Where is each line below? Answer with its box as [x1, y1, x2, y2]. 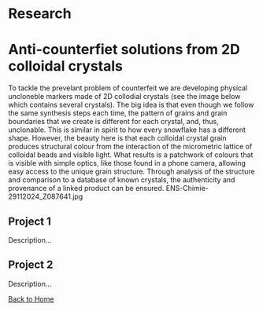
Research [8, 5, 72, 23]
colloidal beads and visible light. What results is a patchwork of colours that [8, 150, 254, 159]
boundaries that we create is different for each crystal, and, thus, [8, 117, 219, 126]
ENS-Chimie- [165, 184, 209, 193]
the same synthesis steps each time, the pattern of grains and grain [8, 108, 228, 118]
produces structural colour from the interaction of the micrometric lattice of [8, 142, 253, 152]
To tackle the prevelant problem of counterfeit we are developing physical [8, 83, 248, 93]
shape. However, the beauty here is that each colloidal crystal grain [8, 134, 227, 143]
